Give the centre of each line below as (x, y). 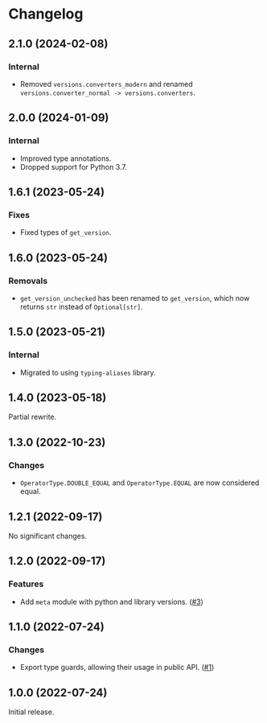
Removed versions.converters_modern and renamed (106, 84)
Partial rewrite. (33, 417)
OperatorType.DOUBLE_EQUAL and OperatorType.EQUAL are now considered (140, 483)
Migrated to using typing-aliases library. (88, 372)
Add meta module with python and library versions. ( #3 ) (111, 602)
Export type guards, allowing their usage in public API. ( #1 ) (117, 668)
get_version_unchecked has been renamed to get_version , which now (135, 298)
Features (26, 584)
